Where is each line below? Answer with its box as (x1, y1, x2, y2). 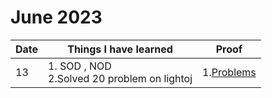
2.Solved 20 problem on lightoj (48, 71, 193, 85)
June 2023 (10, 6, 103, 29)
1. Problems (202, 65, 257, 79)
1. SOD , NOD (48, 59, 112, 73)
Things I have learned (67, 42, 173, 56)
